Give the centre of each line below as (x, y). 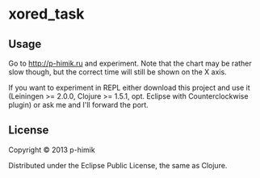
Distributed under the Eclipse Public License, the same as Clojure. (118, 165)
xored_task (46, 14)
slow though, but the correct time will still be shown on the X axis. (118, 72)
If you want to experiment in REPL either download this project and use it (129, 87)
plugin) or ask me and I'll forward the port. (79, 105)
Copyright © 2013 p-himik (52, 150)
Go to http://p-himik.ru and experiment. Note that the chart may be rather (130, 63)
